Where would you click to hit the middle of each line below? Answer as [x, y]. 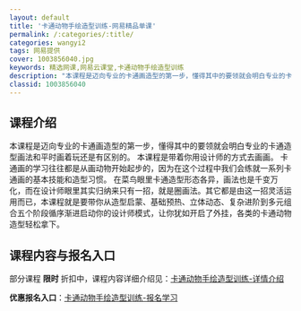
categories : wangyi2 [48, 43]
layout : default [39, 17]
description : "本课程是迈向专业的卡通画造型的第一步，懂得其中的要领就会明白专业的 [147, 76]
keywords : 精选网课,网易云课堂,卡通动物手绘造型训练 [97, 68]
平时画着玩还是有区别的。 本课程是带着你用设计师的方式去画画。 [159, 157]
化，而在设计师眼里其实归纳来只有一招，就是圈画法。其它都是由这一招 [139, 191]
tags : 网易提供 [35, 51]
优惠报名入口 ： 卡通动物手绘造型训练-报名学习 [94, 298]
